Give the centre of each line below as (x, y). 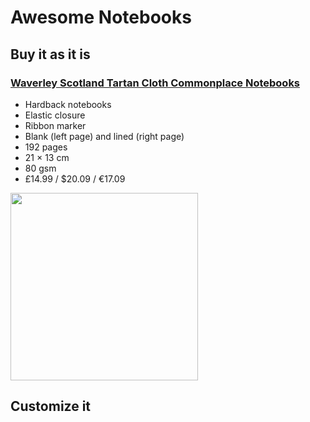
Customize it (51, 406)
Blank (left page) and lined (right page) (104, 136)
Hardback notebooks (68, 104)
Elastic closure (55, 115)
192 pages (46, 147)
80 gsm (40, 168)
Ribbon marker (55, 125)
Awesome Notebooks (101, 17)
